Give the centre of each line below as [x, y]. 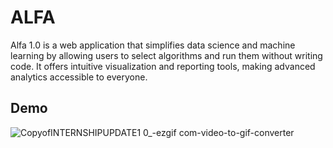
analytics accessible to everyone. [79, 77]
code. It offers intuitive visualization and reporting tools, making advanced [163, 66]
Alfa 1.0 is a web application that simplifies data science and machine [153, 45]
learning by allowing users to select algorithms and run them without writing [166, 55]
